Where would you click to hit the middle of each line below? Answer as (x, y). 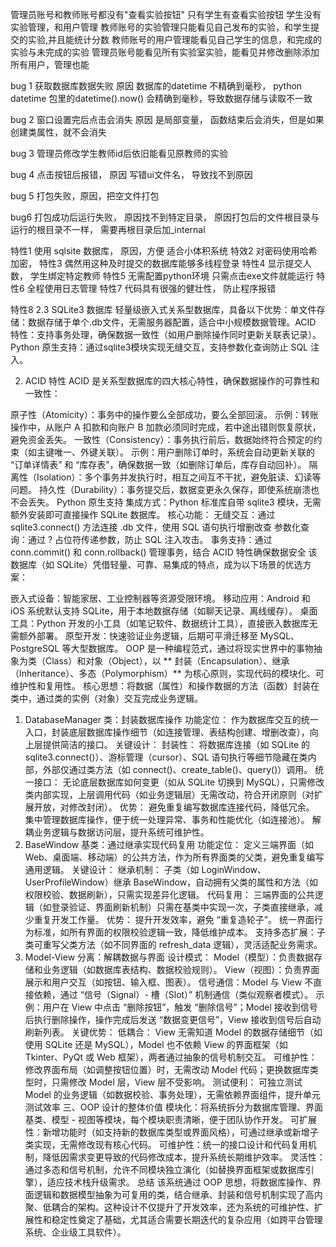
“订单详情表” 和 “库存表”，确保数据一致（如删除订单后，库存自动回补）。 (158, 464)
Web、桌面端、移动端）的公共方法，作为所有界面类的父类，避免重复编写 (174, 857)
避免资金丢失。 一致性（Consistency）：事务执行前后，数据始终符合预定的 (162, 439)
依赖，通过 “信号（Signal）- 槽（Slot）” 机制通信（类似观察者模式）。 (173, 994)
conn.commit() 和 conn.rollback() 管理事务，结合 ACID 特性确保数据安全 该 (164, 552)
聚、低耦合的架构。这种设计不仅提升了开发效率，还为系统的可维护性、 (169, 1207)
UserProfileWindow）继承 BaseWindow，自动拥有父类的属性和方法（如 (171, 882)
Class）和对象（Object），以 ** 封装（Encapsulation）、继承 (167, 661)
